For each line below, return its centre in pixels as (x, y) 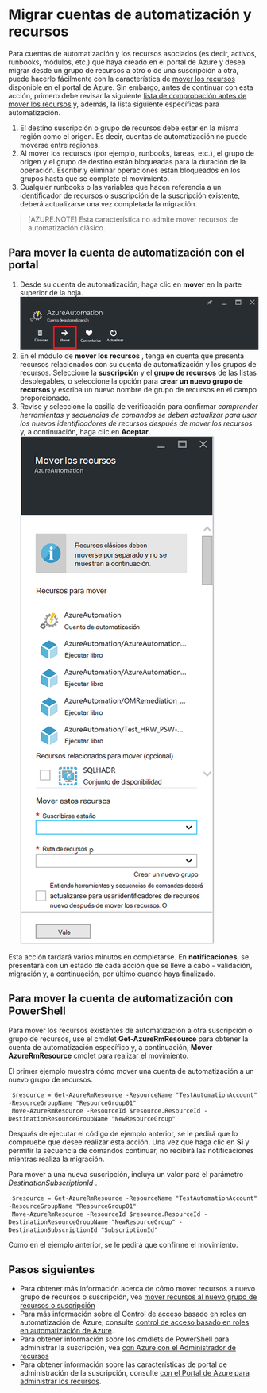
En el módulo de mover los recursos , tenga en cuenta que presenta (132, 356)
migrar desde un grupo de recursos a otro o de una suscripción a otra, (124, 70)
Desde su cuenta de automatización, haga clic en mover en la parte (131, 284)
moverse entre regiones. (60, 145)
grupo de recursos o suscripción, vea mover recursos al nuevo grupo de (138, 1297)
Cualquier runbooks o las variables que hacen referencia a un (120, 187)
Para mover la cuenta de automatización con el (126, 253)
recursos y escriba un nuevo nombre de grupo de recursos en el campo (138, 389)
